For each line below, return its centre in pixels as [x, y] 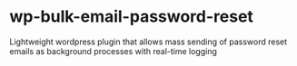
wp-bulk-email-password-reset [132, 17]
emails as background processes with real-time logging [114, 51]
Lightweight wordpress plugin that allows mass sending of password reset [148, 42]
